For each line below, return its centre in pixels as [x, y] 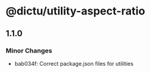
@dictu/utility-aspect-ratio [75, 11]
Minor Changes [29, 51]
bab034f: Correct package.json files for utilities [74, 63]
